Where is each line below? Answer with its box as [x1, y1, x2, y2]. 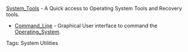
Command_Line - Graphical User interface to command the [14, 23, 158, 29]
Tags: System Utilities [6, 40, 59, 46]
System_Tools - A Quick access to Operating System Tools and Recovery [6, 5, 183, 12]
